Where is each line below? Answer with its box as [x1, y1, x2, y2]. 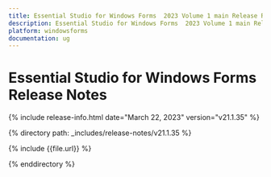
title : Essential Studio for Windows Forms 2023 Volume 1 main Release [8, 11, 258, 20]
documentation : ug [8, 34, 70, 43]
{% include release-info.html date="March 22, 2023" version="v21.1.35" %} [8, 113, 261, 122]
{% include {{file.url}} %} [8, 144, 92, 154]
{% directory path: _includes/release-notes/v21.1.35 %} [8, 128, 192, 138]
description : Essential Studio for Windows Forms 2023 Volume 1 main [8, 19, 251, 27]
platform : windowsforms [8, 27, 89, 35]
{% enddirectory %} [8, 159, 75, 169]
